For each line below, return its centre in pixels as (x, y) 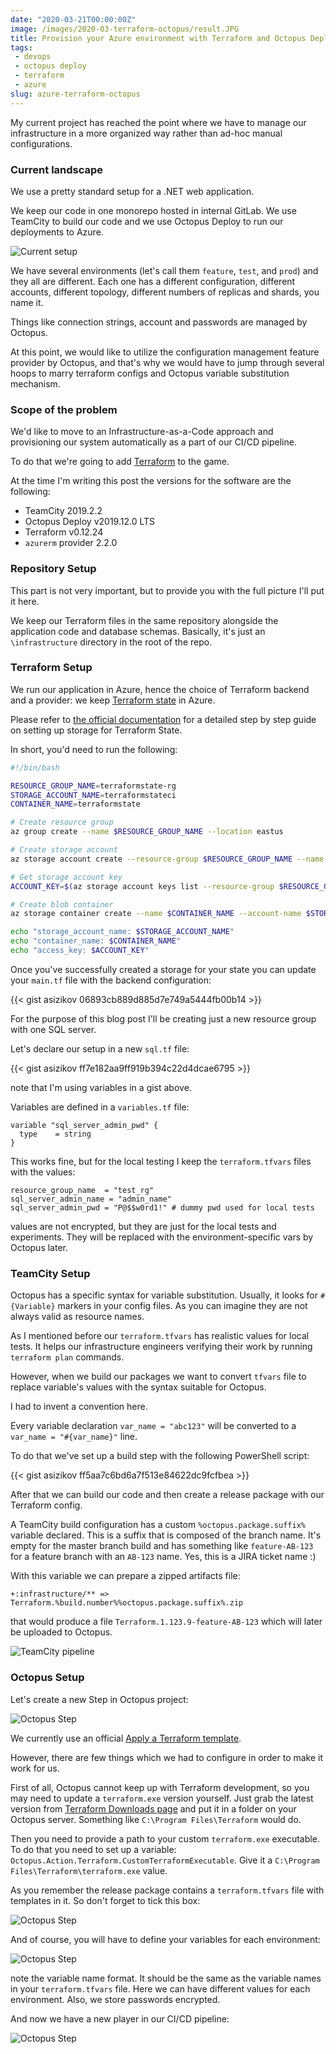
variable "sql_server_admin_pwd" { (84, 1125)
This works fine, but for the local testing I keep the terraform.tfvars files (161, 1161)
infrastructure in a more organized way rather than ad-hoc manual (146, 133)
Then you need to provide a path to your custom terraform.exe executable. (165, 1838)
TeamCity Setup (50, 1273)
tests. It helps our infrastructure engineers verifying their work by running (161, 1347)
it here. (25, 601)
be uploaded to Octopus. (61, 1632)
